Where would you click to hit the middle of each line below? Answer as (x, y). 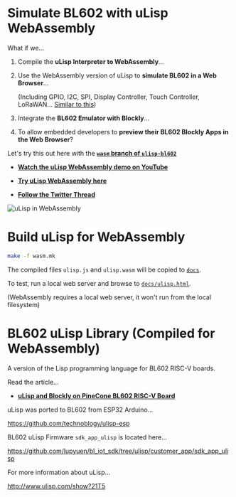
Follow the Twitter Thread (57, 194)
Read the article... (33, 382)
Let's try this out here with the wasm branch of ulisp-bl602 (92, 153)
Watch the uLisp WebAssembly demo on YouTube (93, 167)
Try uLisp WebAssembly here (62, 181)
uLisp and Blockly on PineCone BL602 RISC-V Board (96, 395)
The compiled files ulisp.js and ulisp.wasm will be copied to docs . (104, 269)
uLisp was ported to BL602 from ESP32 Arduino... (80, 410)
